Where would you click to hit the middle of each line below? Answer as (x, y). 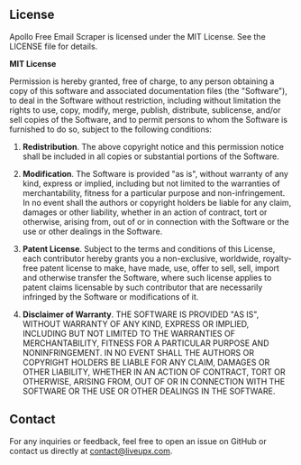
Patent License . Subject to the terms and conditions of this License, (149, 248)
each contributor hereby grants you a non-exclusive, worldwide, (141, 258)
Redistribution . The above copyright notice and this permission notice (153, 146)
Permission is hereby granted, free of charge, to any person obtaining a (142, 81)
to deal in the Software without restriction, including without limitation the (145, 100)
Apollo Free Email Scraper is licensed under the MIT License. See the (137, 36)
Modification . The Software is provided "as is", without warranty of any (155, 173)
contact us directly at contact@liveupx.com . (91, 451)
